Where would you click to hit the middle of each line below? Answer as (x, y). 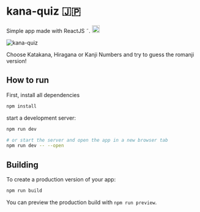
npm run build (24, 191)
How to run (28, 80)
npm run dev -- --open (35, 146)
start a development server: (41, 118)
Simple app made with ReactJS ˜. (48, 31)
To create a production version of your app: (61, 180)
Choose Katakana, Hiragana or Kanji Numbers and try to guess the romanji (100, 54)
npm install (21, 106)
